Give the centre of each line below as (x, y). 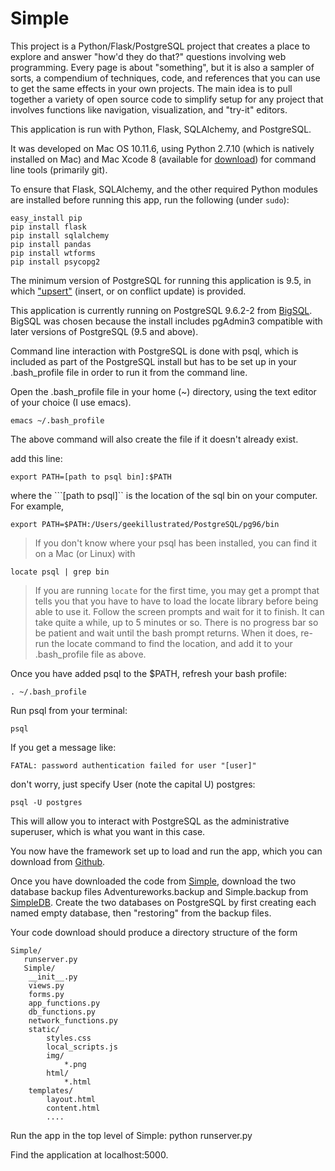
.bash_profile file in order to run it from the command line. (129, 372)
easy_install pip (46, 218)
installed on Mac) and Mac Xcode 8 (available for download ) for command (163, 159)
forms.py (46, 994)
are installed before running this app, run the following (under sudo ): (150, 199)
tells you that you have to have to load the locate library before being (176, 601)
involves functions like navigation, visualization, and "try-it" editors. (149, 109)
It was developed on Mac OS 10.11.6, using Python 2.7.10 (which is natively (162, 148)
